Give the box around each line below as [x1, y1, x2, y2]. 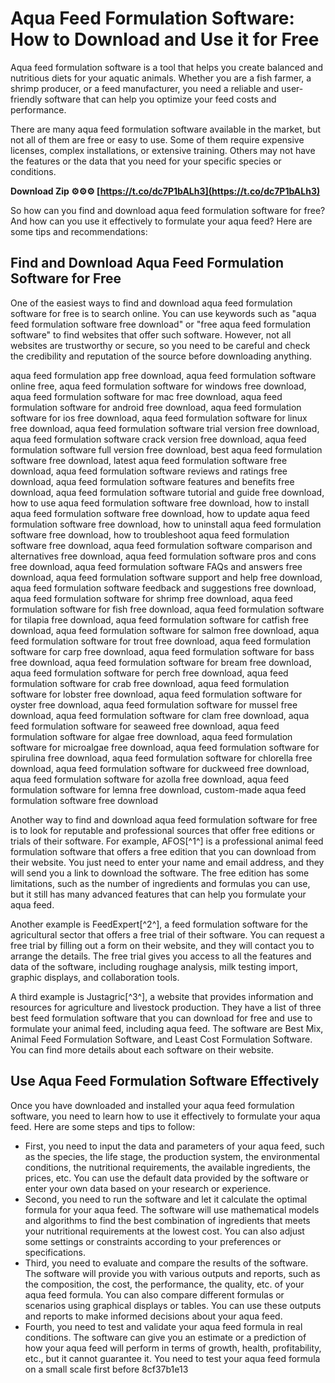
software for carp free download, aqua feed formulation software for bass [10, 645, 315, 657]
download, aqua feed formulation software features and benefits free [10, 475, 295, 487]
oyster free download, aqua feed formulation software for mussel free [10, 698, 298, 711]
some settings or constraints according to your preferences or [24, 1235, 282, 1247]
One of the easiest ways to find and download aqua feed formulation [10, 297, 293, 309]
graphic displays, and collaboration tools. [10, 971, 180, 983]
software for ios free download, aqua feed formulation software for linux [10, 412, 308, 424]
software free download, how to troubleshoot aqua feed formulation [10, 528, 290, 541]
